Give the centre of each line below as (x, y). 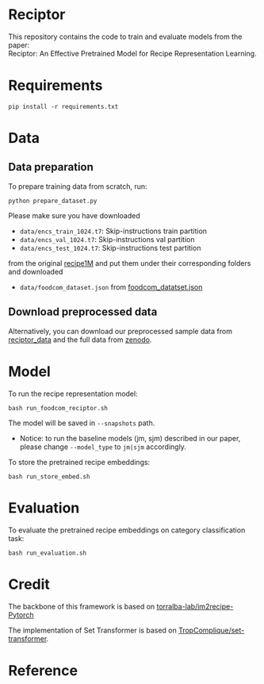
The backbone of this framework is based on (82, 606)
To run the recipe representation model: (73, 394)
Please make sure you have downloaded (74, 215)
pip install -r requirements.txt (63, 106)
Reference (43, 670)
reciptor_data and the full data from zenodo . (80, 340)
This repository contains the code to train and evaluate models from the (125, 37)
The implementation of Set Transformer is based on (92, 630)
